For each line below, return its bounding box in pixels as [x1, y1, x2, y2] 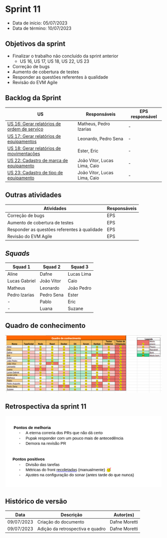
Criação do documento [37, 519, 84, 525]
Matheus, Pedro [78, 121, 110, 127]
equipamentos [7, 138, 37, 144]
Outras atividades [5, 191, 62, 200]
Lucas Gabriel [7, 278, 36, 284]
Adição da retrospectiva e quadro [37, 526, 106, 532]
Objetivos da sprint [5, 40, 66, 48]
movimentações [7, 150, 40, 156]
